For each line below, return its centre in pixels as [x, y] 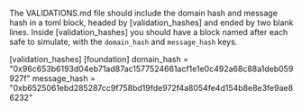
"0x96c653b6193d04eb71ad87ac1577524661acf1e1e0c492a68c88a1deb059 [151, 69]
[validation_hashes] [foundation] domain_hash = [99, 59]
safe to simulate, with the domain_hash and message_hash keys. [124, 41]
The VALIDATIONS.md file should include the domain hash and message [143, 13]
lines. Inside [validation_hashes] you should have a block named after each [149, 32]
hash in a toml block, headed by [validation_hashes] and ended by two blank [151, 23]
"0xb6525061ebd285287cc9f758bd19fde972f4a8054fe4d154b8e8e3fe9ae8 [151, 88]
